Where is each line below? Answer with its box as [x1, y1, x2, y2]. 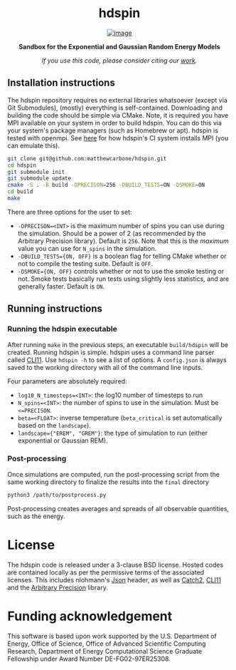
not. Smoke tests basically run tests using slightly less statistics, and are [17, 274, 230, 283]
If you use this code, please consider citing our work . [41, 56, 198, 65]
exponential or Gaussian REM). [17, 436, 108, 445]
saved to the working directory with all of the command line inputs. [7, 363, 203, 371]
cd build [7, 188, 33, 195]
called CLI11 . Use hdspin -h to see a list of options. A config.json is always [7, 355, 227, 364]
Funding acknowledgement [7, 608, 173, 624]
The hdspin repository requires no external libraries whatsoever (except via [7, 96, 227, 104]
